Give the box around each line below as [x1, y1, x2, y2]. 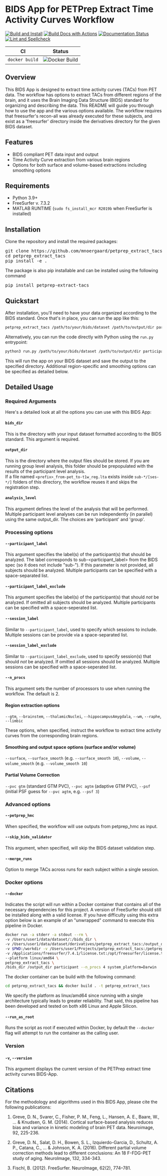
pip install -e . [5, 258, 47, 264]
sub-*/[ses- [134, 474, 159, 480]
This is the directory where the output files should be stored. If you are [5, 458, 150, 464]
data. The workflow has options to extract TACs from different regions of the [5, 91, 162, 98]
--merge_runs [5, 856, 32, 862]
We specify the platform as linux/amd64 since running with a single [5, 992, 143, 999]
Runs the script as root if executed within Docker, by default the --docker [5, 1025, 155, 1031]
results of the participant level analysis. [5, 468, 85, 474]
